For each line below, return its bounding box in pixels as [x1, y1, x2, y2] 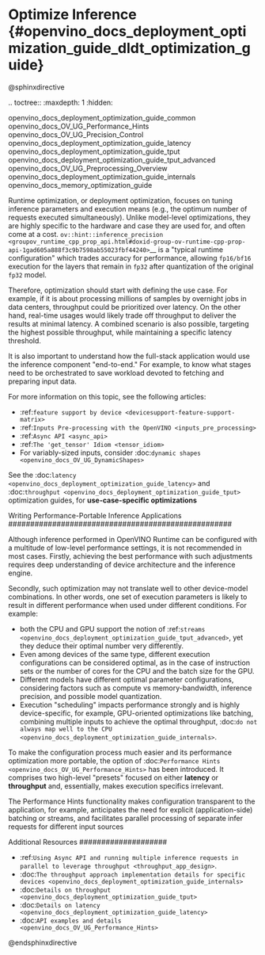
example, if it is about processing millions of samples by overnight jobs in [8, 293, 247, 303]
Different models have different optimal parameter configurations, [19, 674, 234, 684]
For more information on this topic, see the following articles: [8, 392, 206, 401]
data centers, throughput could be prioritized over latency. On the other [8, 302, 241, 311]
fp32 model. [8, 269, 47, 279]
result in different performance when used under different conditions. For [8, 600, 247, 609]
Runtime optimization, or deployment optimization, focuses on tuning [8, 196, 233, 205]
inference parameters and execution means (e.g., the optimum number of [8, 204, 248, 213]
